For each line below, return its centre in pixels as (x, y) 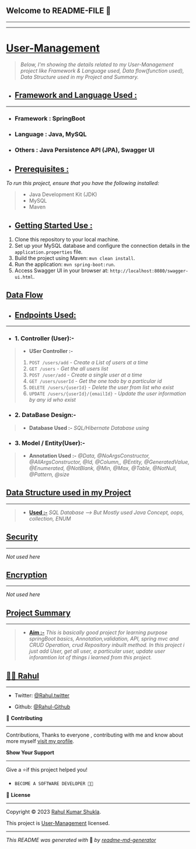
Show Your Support (30, 752)
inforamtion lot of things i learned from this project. (90, 658)
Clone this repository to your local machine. (67, 239)
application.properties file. (48, 252)
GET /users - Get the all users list (69, 369)
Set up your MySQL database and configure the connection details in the (102, 245)
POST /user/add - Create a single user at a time (86, 375)
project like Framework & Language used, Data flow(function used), (102, 70)
